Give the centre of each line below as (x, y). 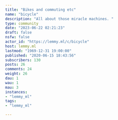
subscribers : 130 (23, 60)
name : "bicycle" (22, 14)
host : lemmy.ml (21, 46)
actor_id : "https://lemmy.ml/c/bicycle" (47, 42)
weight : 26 (16, 74)
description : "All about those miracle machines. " (59, 19)
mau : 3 (12, 87)
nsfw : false (17, 37)
